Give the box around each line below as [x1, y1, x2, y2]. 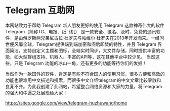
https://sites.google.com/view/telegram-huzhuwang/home [5, 99, 127, 106]
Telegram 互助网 [5, 5, 75, 16]
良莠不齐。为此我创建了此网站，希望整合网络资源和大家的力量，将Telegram [5, 83, 162, 89]
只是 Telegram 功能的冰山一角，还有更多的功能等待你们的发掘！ [14, 60, 147, 66]
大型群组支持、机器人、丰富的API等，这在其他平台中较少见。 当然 [18, 53, 156, 60]
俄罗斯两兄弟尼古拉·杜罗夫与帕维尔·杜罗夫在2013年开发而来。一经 [22, 35, 160, 41]
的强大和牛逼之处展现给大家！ [5, 89, 67, 96]
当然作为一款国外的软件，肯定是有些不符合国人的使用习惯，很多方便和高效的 [5, 71, 165, 77]
